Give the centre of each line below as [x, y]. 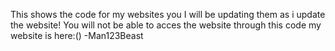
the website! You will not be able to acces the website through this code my [166, 25]
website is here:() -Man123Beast [77, 35]
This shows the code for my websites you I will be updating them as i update [168, 14]
